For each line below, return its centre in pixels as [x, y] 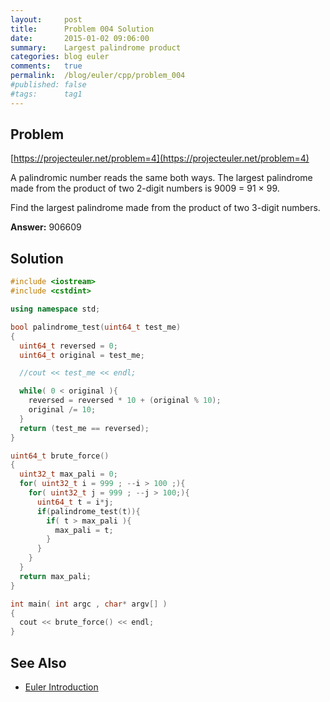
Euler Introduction [61, 687]
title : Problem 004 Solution [82, 29]
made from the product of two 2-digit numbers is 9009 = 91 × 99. [145, 188]
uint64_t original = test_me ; [82, 355]
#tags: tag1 [46, 94]
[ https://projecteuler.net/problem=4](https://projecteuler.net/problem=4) [160, 158]
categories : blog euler [60, 57]
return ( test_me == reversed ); [84, 428]
